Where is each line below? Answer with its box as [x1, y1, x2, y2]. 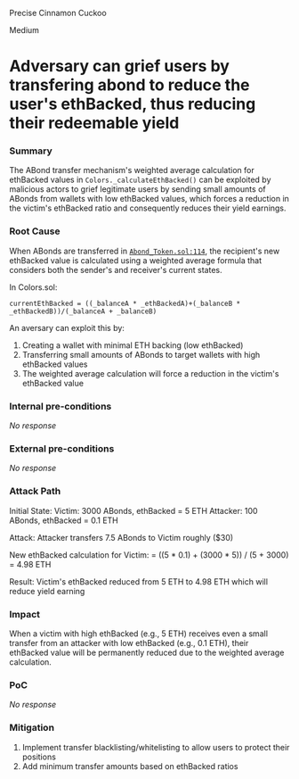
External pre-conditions [9, 443, 115, 454]
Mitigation [9, 722, 55, 734]
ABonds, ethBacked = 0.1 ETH [9, 515, 118, 526]
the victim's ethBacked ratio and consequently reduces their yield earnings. [9, 203, 287, 213]
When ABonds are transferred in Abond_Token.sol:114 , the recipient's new [9, 245, 280, 256]
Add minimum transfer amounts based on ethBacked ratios [21, 760, 238, 771]
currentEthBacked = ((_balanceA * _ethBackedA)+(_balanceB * [9, 299, 241, 308]
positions [21, 751, 56, 762]
